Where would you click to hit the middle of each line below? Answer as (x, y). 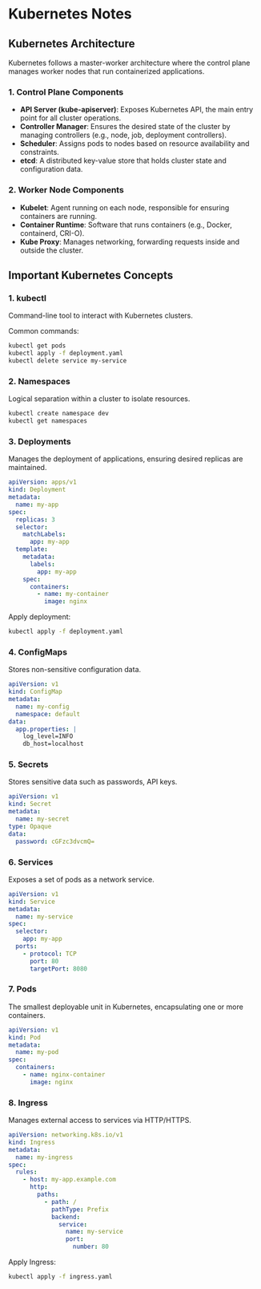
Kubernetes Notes (70, 14)
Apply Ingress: (32, 1262)
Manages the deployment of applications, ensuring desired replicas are (126, 459)
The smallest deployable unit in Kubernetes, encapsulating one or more (126, 1007)
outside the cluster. (52, 250)
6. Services (31, 861)
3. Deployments (40, 441)
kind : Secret (30, 804)
